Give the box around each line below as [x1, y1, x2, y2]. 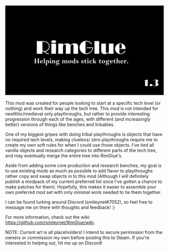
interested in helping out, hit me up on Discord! [5, 240, 103, 246]
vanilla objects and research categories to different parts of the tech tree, [5, 147, 157, 153]
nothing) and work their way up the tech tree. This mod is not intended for [5, 105, 158, 111]
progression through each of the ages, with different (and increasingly [5, 116, 151, 122]
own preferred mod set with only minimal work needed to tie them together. [5, 189, 162, 195]
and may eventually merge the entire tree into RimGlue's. [5, 152, 123, 159]
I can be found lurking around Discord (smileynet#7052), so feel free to [5, 199, 153, 205]
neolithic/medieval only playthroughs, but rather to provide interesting [5, 110, 150, 116]
